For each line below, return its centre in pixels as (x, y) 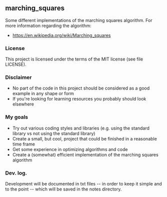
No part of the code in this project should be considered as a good (81, 88)
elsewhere (23, 104)
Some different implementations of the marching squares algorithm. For (79, 20)
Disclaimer (18, 77)
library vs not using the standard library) (54, 133)
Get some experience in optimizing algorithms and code (70, 149)
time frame (23, 144)
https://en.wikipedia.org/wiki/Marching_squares (61, 35)
